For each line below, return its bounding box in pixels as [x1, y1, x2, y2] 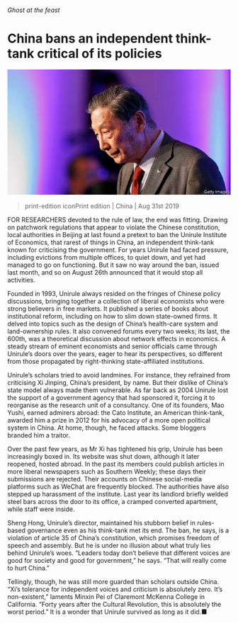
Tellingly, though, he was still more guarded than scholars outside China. [7, 578, 220, 586]
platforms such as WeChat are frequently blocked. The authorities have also [7, 482, 229, 491]
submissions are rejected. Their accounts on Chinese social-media [7, 475, 203, 484]
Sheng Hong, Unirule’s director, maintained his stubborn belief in [7, 519, 196, 527]
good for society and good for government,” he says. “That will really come [7, 556, 227, 565]
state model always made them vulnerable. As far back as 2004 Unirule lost [7, 386, 229, 394]
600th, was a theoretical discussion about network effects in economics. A [7, 335, 226, 343]
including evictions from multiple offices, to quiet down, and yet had [7, 253, 206, 262]
